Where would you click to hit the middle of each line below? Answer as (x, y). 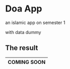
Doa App (24, 9)
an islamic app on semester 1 (35, 22)
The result (22, 48)
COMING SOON (27, 62)
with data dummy (23, 32)
